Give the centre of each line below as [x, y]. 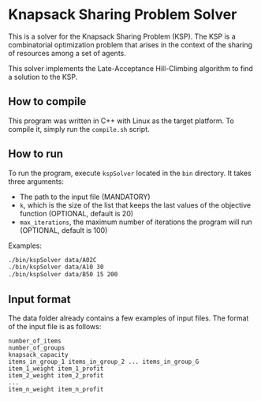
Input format [39, 299]
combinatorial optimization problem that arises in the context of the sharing [130, 44]
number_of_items [35, 341]
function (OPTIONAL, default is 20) [76, 213]
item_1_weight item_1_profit [56, 369]
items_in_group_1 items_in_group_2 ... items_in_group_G [104, 362]
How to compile [47, 101]
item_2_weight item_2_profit [56, 376]
